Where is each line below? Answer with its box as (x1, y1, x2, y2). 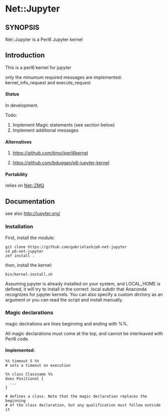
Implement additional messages (12, 127, 79, 134)
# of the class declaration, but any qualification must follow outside (5, 403, 161, 408)
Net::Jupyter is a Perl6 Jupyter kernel (5, 36, 83, 42)
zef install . (5, 253, 35, 258)
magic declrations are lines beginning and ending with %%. (5, 321, 129, 327)
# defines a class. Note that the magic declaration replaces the (5, 394, 147, 399)
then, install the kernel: (5, 262, 53, 268)
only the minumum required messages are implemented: (5, 74, 122, 80)
